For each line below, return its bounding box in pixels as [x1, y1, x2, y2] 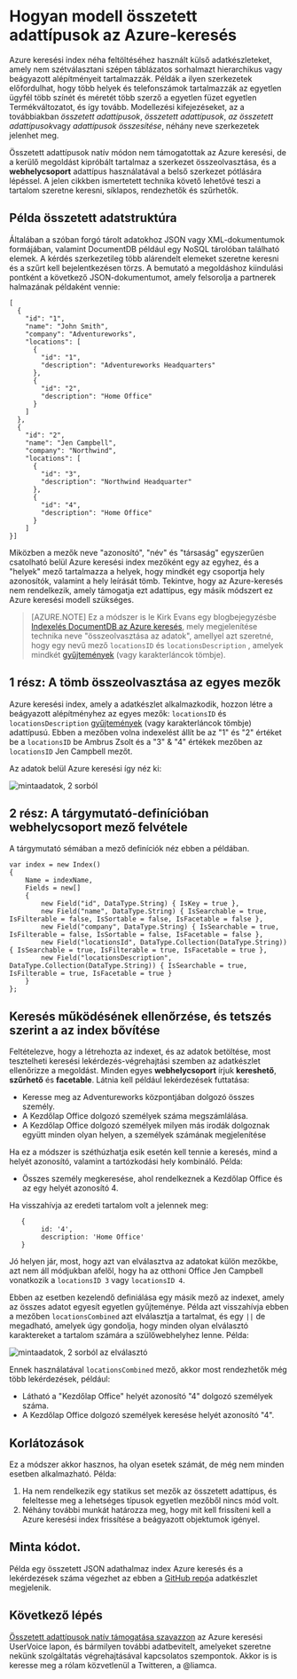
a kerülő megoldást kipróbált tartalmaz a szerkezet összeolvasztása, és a [9, 156, 277, 167]
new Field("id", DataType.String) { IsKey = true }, [41, 899, 240, 908]
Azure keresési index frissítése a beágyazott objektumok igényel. [21, 1514, 261, 1525]
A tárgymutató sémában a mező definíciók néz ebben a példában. [9, 843, 250, 854]
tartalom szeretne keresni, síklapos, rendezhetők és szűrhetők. [9, 185, 239, 195]
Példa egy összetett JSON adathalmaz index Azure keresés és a [9, 1563, 244, 1573]
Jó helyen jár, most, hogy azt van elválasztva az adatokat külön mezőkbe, [9, 1256, 278, 1267]
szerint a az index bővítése [9, 1023, 160, 1038]
